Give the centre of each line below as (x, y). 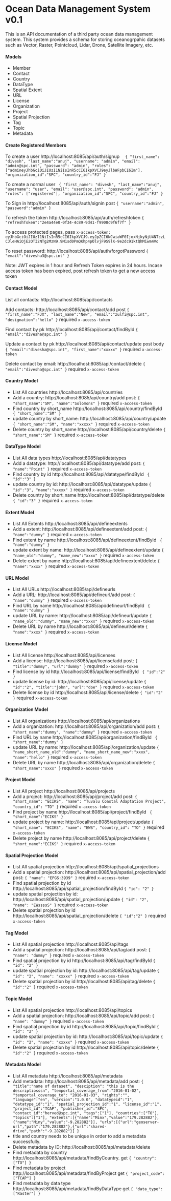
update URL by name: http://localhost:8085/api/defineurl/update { (82, 616)
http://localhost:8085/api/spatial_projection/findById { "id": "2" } (83, 889)
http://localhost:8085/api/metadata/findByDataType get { (73, 1188)
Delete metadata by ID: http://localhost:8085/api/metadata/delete (81, 1147)
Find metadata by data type (42, 1183)
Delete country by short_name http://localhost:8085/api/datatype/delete (89, 495)
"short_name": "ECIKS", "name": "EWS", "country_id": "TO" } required (89, 827)
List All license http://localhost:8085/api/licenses (64, 655)
